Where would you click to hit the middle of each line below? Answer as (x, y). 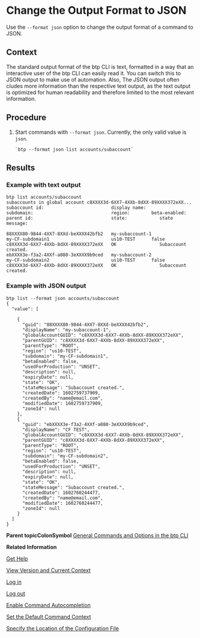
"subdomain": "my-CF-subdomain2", (65, 456)
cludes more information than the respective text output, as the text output (98, 86)
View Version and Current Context (49, 570)
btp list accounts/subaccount (44, 197)
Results (21, 168)
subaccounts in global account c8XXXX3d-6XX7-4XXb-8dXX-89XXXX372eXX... (99, 203)
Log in (14, 582)
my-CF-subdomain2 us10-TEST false (86, 260)
